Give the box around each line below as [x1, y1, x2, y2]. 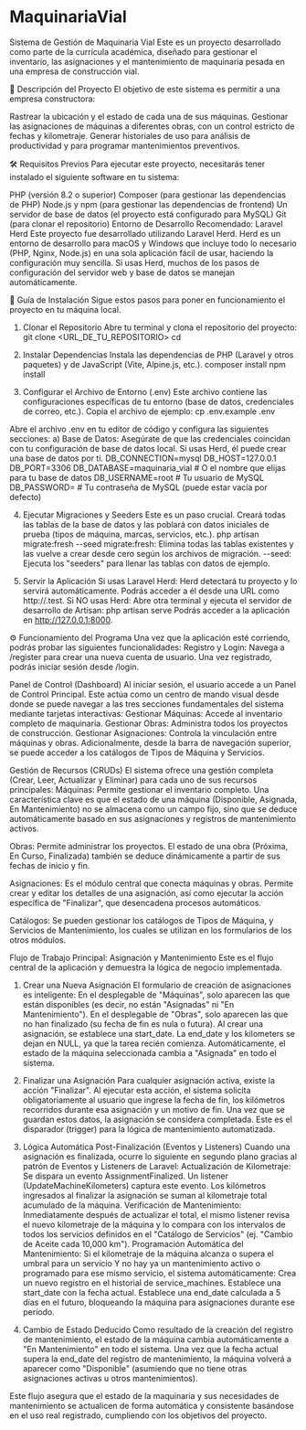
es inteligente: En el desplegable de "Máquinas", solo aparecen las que [22, 989, 290, 1000]
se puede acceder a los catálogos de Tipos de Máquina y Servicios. [9, 747, 265, 758]
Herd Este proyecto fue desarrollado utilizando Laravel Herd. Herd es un [9, 228, 281, 239]
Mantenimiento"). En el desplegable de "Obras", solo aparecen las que [22, 1008, 289, 1019]
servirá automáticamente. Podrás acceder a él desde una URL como [22, 585, 280, 596]
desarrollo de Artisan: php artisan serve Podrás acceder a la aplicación [22, 604, 290, 615]
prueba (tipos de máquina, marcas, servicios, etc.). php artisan [22, 528, 259, 539]
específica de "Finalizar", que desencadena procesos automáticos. [9, 897, 262, 908]
